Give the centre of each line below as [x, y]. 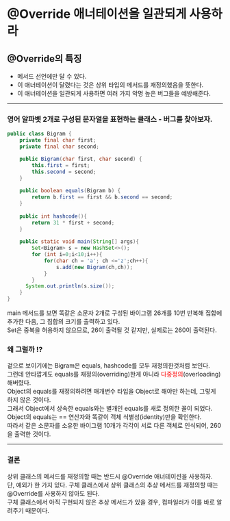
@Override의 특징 [44, 59]
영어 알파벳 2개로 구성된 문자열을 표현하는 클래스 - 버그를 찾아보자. [110, 119]
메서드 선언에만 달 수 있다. [52, 76]
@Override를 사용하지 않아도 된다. [53, 493]
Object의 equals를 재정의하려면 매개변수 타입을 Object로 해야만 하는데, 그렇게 [112, 392]
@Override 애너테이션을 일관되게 [97, 14]
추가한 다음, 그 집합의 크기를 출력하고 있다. [64, 322]
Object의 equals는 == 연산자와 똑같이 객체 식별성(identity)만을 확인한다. [104, 417]
